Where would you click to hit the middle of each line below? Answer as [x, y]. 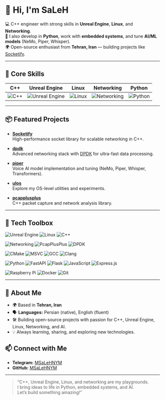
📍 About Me [23, 293]
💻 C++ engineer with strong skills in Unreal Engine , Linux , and [69, 24]
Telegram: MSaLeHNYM [37, 362]
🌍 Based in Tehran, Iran [37, 305]
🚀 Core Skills [25, 74]
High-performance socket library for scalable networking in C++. [78, 139]
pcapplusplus [27, 198]
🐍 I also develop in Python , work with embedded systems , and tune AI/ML [81, 36]
